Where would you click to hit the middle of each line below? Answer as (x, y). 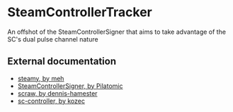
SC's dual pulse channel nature (53, 39)
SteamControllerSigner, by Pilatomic (70, 86)
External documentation (62, 62)
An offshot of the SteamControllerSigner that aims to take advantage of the (117, 32)
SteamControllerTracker (80, 12)
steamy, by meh (41, 78)
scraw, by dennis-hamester (57, 93)
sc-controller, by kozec (51, 101)
